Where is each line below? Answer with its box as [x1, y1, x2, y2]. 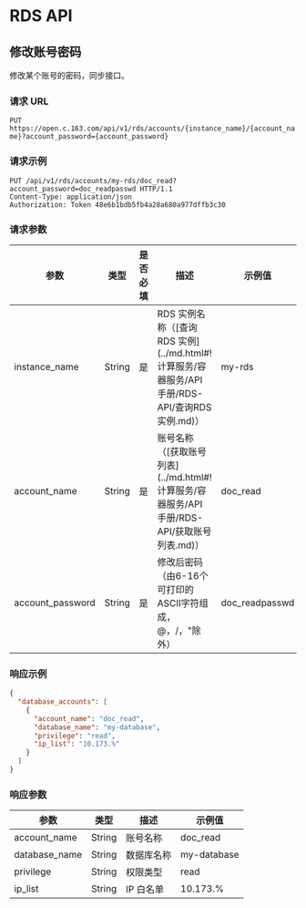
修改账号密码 [9, 44, 82, 59]
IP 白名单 [126, 883, 165, 896]
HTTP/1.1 [139, 184, 173, 193]
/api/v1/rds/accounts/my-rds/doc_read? [25, 176, 178, 185]
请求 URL [9, 95, 49, 108]
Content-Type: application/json [9, 192, 132, 201]
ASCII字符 [157, 596, 200, 609]
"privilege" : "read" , [33, 731, 117, 740]
